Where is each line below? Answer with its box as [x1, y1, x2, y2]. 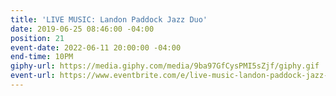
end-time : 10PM [10, 52, 74, 62]
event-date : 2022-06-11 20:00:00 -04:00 [10, 42, 182, 53]
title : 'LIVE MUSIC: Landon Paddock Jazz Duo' [10, 14, 208, 25]
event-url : [10, 71, 56, 81]
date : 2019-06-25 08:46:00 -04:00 [10, 24, 155, 34]
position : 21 [10, 33, 65, 43]
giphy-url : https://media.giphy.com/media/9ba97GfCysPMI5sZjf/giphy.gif [10, 61, 320, 71]
